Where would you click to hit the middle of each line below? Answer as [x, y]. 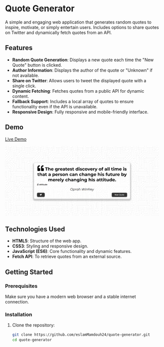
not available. [26, 75]
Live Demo [16, 139]
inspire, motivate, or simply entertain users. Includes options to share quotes [82, 27]
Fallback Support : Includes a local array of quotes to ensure [73, 101]
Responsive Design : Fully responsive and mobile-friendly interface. [80, 112]
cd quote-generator [32, 340]
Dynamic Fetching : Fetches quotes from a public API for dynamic [78, 91]
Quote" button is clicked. [37, 65]
